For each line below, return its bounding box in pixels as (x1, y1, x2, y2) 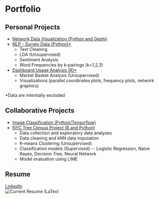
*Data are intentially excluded (5, 92, 65, 98)
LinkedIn (5, 183, 23, 189)
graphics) (19, 83, 39, 89)
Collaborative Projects (5, 106, 75, 115)
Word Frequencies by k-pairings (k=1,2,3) (19, 62, 104, 68)
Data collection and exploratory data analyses (19, 130, 112, 136)
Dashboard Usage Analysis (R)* (12, 67, 77, 73)
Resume (5, 170, 31, 178)
